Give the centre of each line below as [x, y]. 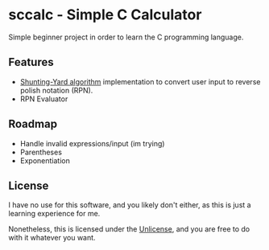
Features [31, 62]
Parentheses [41, 152]
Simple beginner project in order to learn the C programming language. [126, 37]
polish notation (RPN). [56, 90]
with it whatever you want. [52, 238]
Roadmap [33, 124]
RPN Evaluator [44, 99]
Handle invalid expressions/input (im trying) [92, 143]
